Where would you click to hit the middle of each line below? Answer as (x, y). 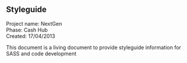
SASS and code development (41, 53)
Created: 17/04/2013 (31, 36)
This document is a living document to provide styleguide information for (93, 47)
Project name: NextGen (34, 23)
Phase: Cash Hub (27, 30)
